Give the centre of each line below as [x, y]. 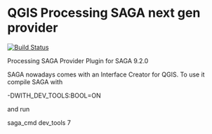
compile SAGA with [35, 81]
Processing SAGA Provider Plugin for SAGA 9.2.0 [78, 60]
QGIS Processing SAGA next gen [104, 13]
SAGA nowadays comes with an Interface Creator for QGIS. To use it [106, 74]
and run [19, 109]
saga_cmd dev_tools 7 [39, 122]
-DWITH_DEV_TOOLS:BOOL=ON [54, 95]
